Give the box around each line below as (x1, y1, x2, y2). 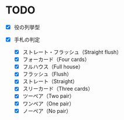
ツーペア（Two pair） (22, 92, 75, 100)
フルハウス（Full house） (22, 63, 84, 70)
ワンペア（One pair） (22, 100, 74, 107)
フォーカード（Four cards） (22, 56, 90, 63)
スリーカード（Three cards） (22, 85, 94, 92)
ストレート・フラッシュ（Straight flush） (22, 49, 122, 56)
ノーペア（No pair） (22, 107, 71, 114)
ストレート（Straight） (22, 78, 78, 85)
